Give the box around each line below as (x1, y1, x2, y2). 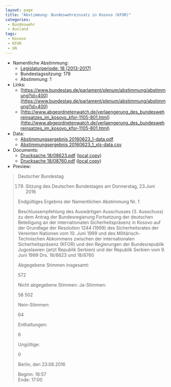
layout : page (5, 7, 33, 13)
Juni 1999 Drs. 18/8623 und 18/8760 (17, 252, 94, 258)
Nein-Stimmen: (17, 301, 50, 308)
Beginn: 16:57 (17, 371, 47, 377)
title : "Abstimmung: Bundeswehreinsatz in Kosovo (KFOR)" (5, 12, 131, 17)
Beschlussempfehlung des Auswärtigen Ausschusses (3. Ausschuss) (17, 208, 164, 214)
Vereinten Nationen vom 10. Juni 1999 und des (17, 230, 116, 236)
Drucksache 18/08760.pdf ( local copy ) (20, 157, 102, 164)
